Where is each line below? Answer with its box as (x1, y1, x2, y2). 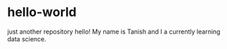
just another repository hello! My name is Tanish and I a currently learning (7, 27, 221, 36)
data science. (7, 34, 47, 43)
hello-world (7, 4, 77, 20)
